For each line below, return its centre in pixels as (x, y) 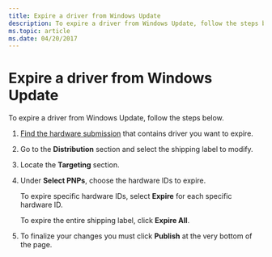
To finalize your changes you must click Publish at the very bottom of (136, 236)
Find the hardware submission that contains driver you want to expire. (136, 133)
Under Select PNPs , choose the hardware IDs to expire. (113, 181)
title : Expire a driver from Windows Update (85, 16)
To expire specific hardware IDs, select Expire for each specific (126, 196)
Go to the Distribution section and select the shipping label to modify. (136, 150)
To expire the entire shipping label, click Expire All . (105, 221)
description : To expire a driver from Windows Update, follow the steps (134, 23)
